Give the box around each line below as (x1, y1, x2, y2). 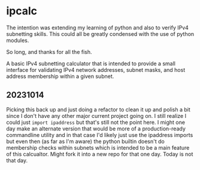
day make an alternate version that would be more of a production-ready (6, 125, 186, 132)
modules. (6, 37, 29, 44)
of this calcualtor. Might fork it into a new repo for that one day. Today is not (6, 150, 193, 157)
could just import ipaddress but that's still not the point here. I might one (6, 119, 186, 126)
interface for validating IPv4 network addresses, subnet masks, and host (6, 66, 186, 73)
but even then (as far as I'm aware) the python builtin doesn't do (6, 138, 165, 145)
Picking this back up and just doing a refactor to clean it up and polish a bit (6, 106, 190, 113)
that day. (6, 157, 28, 164)
